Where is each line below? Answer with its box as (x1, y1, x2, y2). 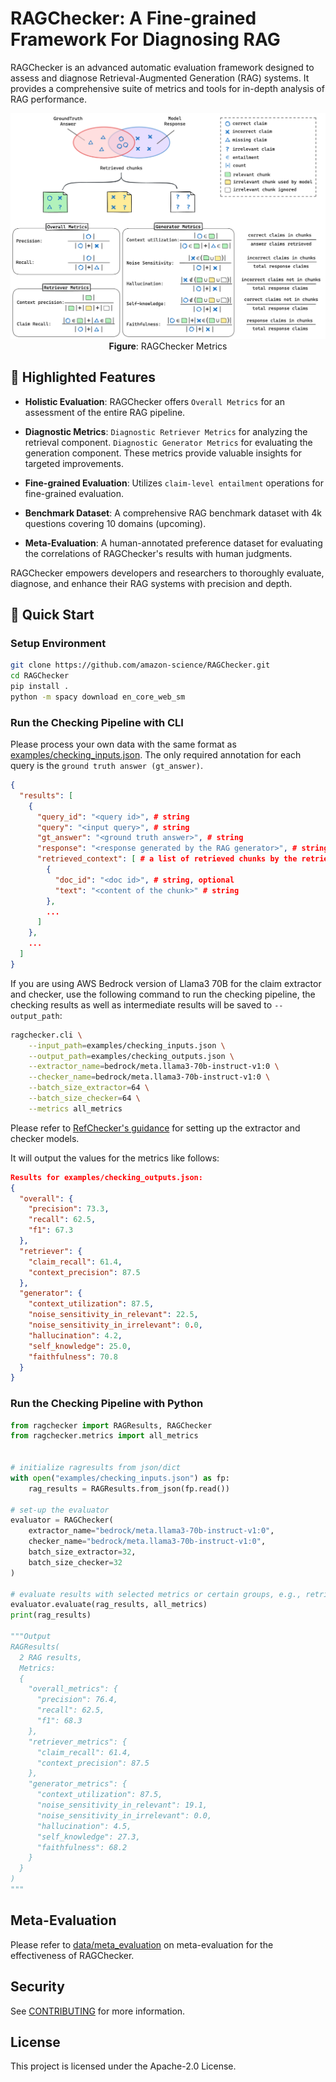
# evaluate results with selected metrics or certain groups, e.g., (10, 1589, 302, 1599)
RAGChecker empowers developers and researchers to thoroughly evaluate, (10, 567, 325, 579)
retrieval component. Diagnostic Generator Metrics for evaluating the (24, 436, 313, 448)
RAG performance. (10, 93, 88, 105)
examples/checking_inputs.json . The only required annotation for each (10, 749, 302, 761)
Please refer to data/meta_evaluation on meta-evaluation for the (10, 1938, 274, 1951)
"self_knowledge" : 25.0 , (28, 1341, 132, 1351)
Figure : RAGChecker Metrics (108, 340, 228, 352)
